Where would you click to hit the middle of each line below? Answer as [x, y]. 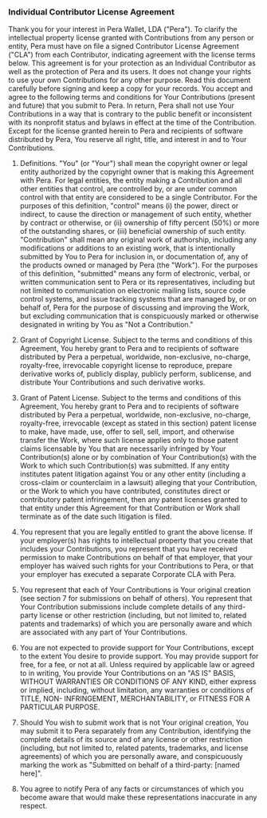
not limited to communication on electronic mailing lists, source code [133, 290]
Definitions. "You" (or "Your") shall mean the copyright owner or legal [134, 164]
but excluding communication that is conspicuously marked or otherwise [139, 316]
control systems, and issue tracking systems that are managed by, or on [138, 299]
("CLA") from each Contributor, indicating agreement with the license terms [132, 55]
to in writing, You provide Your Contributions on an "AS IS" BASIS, [128, 674]
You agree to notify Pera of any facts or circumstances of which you [132, 789]
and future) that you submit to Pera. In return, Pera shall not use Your [122, 105]
